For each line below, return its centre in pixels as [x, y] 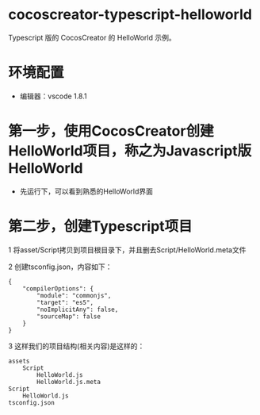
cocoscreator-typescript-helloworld [130, 15]
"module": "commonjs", [74, 295]
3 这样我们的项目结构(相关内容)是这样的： [76, 346]
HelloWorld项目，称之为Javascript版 [130, 151]
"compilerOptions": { [58, 288]
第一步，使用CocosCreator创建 [111, 131]
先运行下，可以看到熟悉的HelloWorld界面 [86, 191]
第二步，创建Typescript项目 [100, 226]
